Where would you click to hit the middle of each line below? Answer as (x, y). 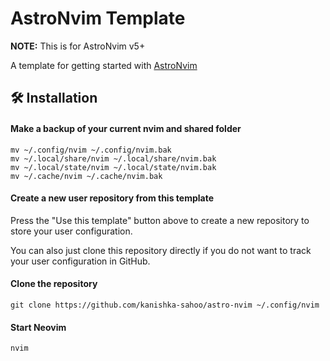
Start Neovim (38, 327)
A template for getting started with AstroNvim (104, 65)
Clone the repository (54, 284)
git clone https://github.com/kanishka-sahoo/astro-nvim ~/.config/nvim (165, 305)
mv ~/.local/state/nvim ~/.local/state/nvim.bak (113, 167)
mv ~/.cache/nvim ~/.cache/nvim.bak (86, 176)
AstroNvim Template (98, 18)
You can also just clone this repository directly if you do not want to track (161, 250)
